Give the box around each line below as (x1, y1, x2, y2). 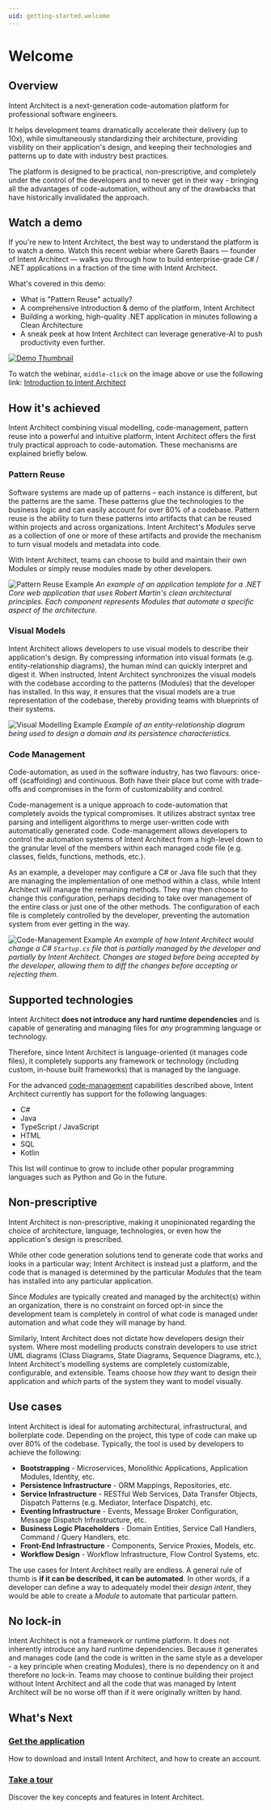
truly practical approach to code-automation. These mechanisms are (8, 440, 238, 450)
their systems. (8, 703, 56, 714)
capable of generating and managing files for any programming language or (8, 1023, 262, 1033)
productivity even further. (19, 337, 105, 347)
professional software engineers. (8, 109, 119, 118)
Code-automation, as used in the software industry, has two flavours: (8, 767, 239, 777)
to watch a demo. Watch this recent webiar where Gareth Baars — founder (8, 246, 257, 256)
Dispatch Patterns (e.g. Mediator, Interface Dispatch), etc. (19, 1498, 213, 1507)
